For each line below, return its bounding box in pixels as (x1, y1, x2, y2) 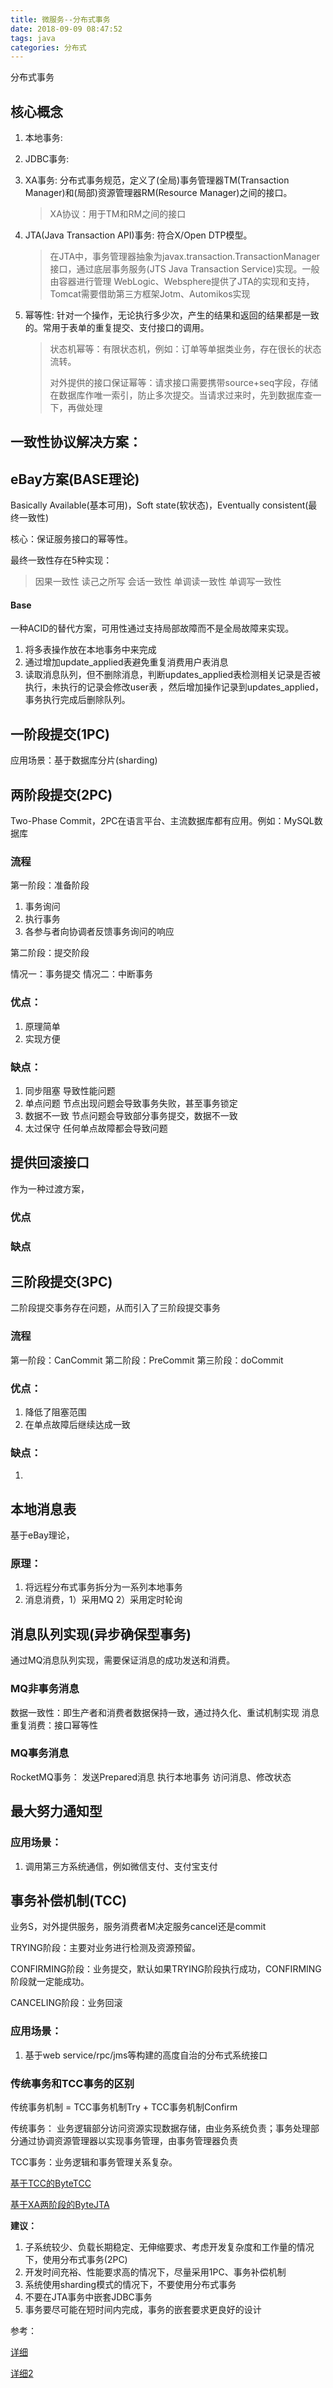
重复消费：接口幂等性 (10, 1719, 98, 1731)
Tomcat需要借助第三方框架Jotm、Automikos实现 (49, 288, 251, 300)
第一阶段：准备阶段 (10, 879, 90, 891)
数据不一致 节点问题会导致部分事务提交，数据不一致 (24, 1109, 238, 1121)
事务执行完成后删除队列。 (24, 694, 131, 706)
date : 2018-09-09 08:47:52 (10, 24, 123, 34)
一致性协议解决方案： (10, 434, 142, 451)
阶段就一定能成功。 (10, 1976, 90, 1988)
